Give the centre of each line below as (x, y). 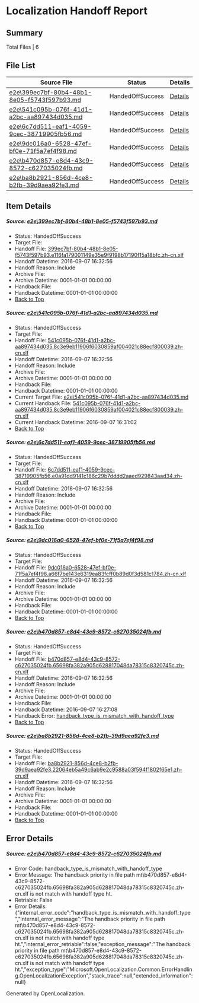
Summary (25, 33)
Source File (56, 82)
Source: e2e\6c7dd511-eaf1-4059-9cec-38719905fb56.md (81, 442)
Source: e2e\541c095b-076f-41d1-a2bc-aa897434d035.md (82, 313)
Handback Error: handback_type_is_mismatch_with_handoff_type (94, 716)
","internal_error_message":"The (54, 919)
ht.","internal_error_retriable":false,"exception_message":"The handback (102, 944)
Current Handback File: (43, 403)
